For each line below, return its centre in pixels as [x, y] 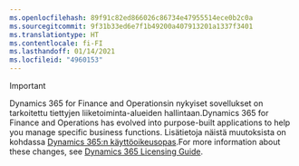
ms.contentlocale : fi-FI [56, 43]
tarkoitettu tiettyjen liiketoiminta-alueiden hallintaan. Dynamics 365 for [139, 113]
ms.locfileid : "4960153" [56, 60]
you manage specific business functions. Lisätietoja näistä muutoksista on [148, 132]
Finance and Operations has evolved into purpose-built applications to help [150, 122]
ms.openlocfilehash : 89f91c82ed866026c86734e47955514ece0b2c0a [131, 18]
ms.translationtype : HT [54, 34]
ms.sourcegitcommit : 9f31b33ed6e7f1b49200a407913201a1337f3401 [131, 26]
